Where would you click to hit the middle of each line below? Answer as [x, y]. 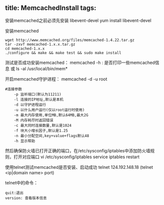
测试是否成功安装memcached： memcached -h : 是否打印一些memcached [80, 62]
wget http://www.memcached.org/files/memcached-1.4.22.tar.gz [70, 40]
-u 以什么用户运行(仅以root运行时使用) [49, 110]
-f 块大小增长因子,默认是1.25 [41, 131]
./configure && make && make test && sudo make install [63, 53]
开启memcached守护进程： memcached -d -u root [56, 79]
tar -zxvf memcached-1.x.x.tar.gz [40, 44]
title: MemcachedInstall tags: [51, 8]
